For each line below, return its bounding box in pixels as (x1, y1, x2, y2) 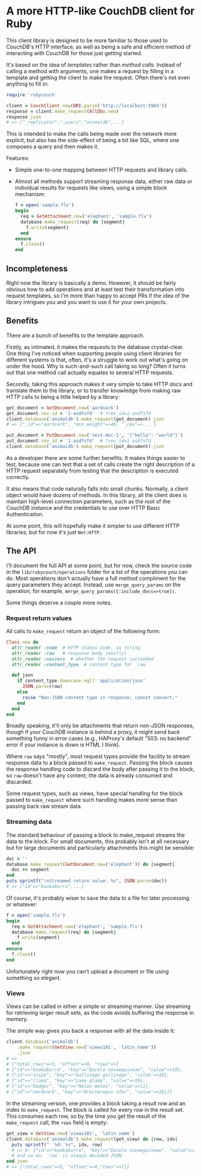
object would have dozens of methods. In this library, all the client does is (6, 491, 187, 498)
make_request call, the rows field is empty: (6, 1118, 108, 1126)
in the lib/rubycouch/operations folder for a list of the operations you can (6, 568, 188, 575)
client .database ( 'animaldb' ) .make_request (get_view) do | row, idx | (6, 1136, 178, 1142)
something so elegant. (6, 974, 62, 981)
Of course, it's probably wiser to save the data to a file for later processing (6, 894, 190, 901)
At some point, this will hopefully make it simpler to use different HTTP (6, 522, 180, 529)
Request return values (6, 613, 72, 622)
